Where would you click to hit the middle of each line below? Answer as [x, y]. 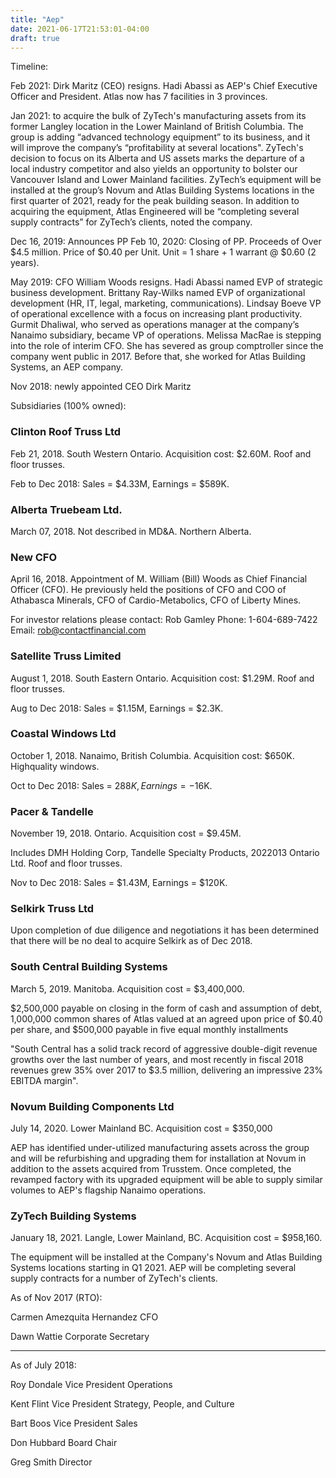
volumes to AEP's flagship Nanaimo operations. [108, 1190]
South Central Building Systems [89, 967]
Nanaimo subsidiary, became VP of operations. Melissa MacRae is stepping [166, 335]
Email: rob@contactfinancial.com [78, 630]
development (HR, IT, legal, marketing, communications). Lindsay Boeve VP [166, 303]
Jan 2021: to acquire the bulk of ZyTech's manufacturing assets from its [158, 116]
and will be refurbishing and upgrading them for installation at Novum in [158, 1158]
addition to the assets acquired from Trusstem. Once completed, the [151, 1169]
